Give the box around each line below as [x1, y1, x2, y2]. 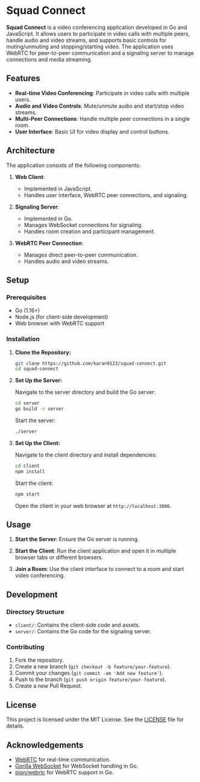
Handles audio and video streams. [23, 258, 109, 265]
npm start [14, 491, 40, 497]
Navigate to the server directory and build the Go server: [14, 388, 155, 396]
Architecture [6, 146, 55, 156]
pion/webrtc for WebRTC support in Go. [14, 769, 114, 776]
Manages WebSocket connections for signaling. [23, 221, 143, 229]
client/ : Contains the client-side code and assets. [14, 621, 140, 629]
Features [6, 73, 40, 83]
